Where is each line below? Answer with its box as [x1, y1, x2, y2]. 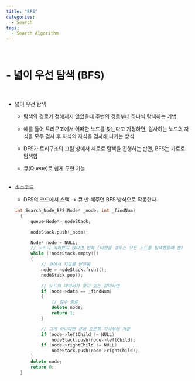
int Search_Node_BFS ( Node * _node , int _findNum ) [14, 208, 136, 214]
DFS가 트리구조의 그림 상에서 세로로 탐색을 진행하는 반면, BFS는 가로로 [23, 145, 186, 152]
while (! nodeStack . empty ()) [30, 250, 99, 256]
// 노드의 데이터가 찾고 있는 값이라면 [40, 283, 120, 289]
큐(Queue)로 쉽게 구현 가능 [23, 165, 86, 172]
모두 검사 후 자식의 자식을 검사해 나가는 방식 [34, 133, 135, 140]
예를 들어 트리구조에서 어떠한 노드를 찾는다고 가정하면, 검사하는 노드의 [23, 125, 183, 132]
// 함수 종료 [52, 299, 78, 305]
